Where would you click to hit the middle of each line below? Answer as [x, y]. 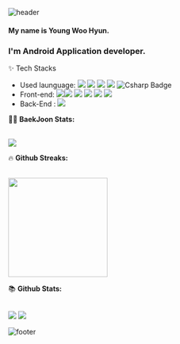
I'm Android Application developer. [77, 51]
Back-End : [38, 104]
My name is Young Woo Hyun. [59, 30]
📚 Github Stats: [35, 289]
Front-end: [37, 94]
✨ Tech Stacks [33, 68]
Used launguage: [48, 85]
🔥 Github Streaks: [38, 158]
